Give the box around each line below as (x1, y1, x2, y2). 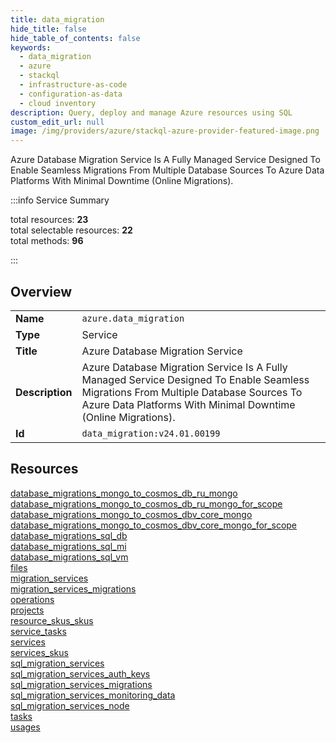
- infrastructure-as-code (19, 80, 128, 90)
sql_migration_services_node (10, 699, 130, 711)
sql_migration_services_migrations (10, 678, 153, 690)
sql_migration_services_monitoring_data (10, 689, 176, 701)
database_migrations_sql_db (10, 529, 128, 541)
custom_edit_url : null (10, 117, 105, 127)
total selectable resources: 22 (10, 224, 133, 236)
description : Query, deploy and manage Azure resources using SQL (10, 107, 293, 118)
